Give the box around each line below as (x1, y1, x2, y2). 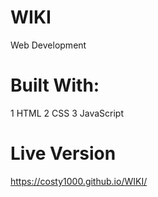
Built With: (10, 74, 100, 97)
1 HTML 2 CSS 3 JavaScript (10, 107, 125, 119)
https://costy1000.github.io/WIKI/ (10, 175, 148, 187)
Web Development (10, 39, 87, 51)
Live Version (10, 142, 117, 165)
